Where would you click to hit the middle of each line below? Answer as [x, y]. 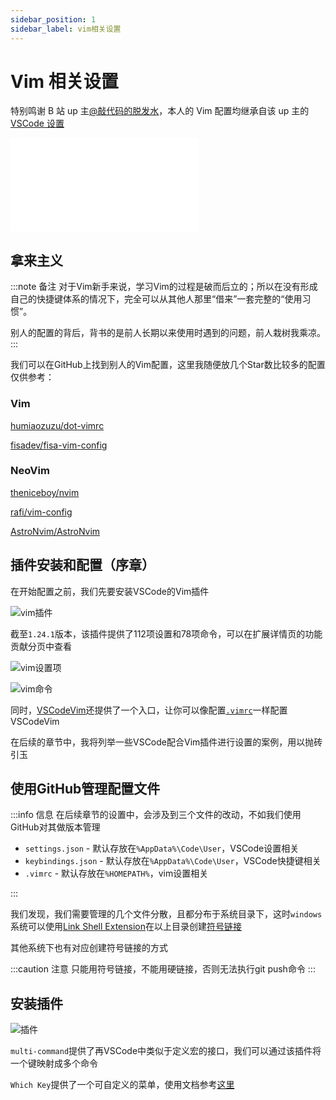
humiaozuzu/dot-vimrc [57, 425]
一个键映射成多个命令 [54, 1063]
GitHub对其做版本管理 [55, 827]
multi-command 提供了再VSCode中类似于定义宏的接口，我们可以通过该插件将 [166, 1051]
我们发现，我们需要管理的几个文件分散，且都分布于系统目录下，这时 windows [166, 914]
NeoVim [30, 471]
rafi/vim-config [41, 512]
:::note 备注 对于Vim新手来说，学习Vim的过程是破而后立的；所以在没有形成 [164, 287]
